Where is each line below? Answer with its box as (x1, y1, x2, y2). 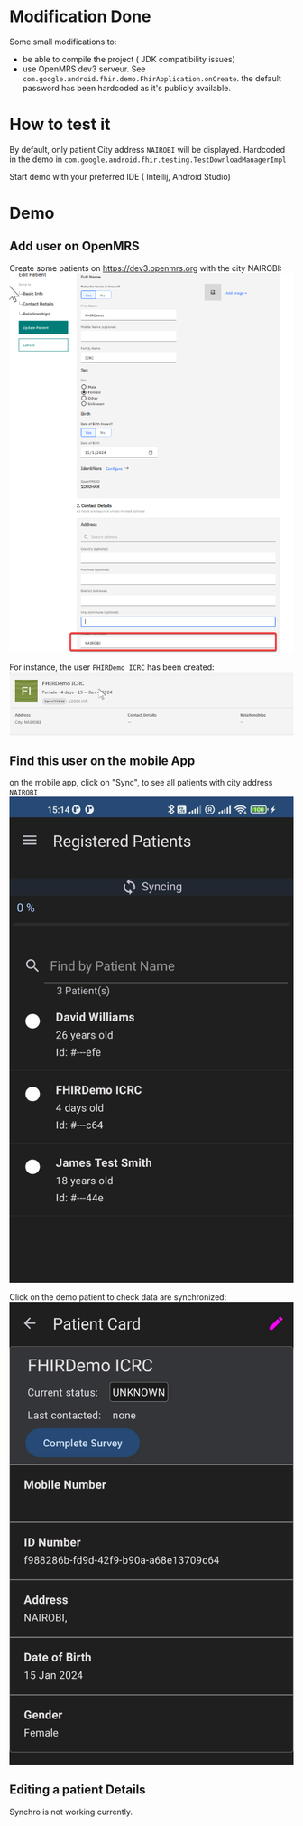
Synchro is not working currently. (9, 1806, 133, 1817)
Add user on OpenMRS (9, 239, 140, 254)
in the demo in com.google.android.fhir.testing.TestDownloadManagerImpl (9, 154, 287, 165)
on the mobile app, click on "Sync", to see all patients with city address (9, 777, 273, 788)
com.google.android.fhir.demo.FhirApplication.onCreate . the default (22, 72, 282, 83)
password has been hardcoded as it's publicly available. (22, 82, 232, 93)
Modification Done (9, 6, 151, 27)
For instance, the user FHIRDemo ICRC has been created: (9, 662, 215, 673)
